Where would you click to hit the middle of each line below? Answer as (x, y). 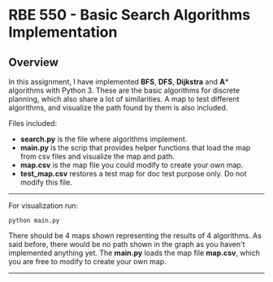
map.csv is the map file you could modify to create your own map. (132, 165)
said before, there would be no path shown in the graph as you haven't (127, 244)
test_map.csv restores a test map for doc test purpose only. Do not (133, 174)
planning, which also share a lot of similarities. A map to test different (124, 99)
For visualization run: (43, 206)
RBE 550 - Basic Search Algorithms (130, 15)
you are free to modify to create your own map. (87, 261)
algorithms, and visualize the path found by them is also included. (118, 108)
